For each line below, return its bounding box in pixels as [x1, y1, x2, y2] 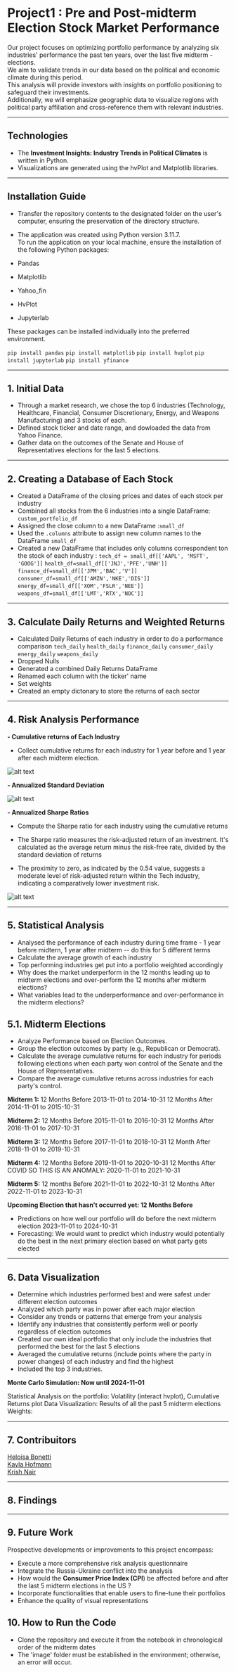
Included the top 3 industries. [17, 1365, 103, 1373]
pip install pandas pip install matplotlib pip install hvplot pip [7, 350, 205, 357]
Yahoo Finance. [17, 431, 63, 440]
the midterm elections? [17, 997, 84, 1007]
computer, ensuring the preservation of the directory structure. [17, 217, 200, 225]
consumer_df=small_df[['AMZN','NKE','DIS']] [17, 575, 150, 582]
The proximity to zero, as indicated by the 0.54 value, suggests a [17, 864, 206, 872]
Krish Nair [7, 1468, 37, 1476]
